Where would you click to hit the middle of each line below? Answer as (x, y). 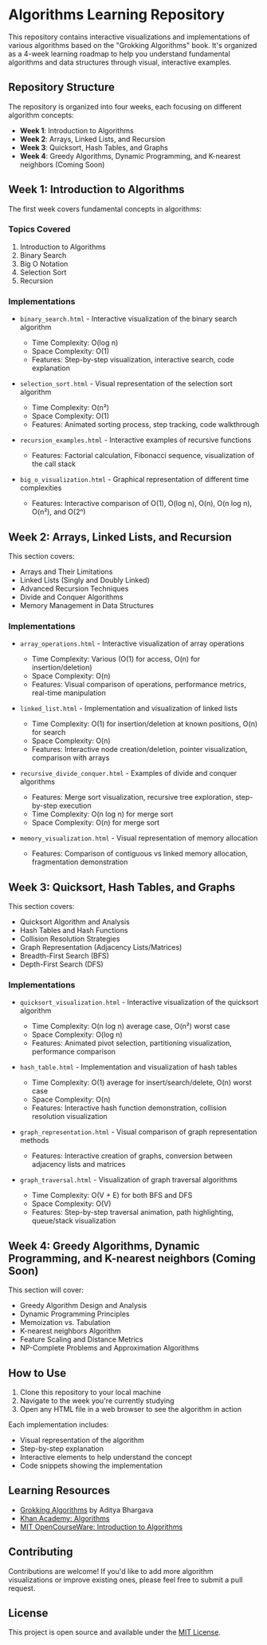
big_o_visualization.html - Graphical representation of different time (134, 480)
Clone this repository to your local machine (90, 1392)
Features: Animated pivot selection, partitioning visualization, (132, 1043)
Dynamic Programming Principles (75, 1314)
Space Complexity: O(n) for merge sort (96, 823)
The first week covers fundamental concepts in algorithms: (105, 208)
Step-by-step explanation (62, 1449)
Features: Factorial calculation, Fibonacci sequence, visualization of (143, 456)
